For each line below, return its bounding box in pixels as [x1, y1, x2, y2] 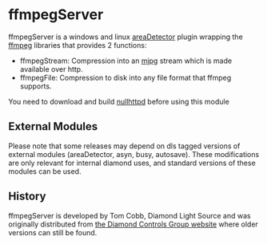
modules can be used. [8, 166, 82, 176]
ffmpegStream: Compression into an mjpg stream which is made [19, 56, 233, 65]
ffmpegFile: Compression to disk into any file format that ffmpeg [19, 73, 232, 82]
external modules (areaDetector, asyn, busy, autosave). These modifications [8, 149, 260, 159]
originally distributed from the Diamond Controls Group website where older [8, 219, 258, 229]
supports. [19, 81, 52, 91]
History [8, 190, 46, 203]
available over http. [19, 64, 83, 73]
